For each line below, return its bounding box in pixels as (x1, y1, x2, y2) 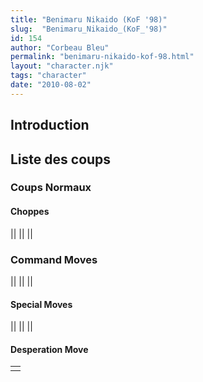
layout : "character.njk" (10, 61, 114, 71)
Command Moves (10, 252, 98, 266)
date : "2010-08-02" (10, 80, 92, 90)
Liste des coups (10, 151, 112, 168)
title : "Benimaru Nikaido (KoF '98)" (10, 14, 168, 25)
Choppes (10, 206, 50, 218)
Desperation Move (10, 343, 89, 355)
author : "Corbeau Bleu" (10, 42, 110, 53)
